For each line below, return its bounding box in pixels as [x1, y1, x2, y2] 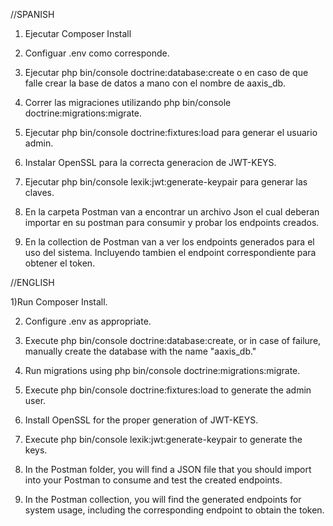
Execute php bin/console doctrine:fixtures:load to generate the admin [24, 384, 312, 396]
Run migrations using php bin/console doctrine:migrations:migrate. [24, 365, 301, 376]
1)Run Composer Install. [10, 296, 108, 308]
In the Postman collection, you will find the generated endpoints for [24, 494, 302, 505]
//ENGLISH [10, 277, 55, 288]
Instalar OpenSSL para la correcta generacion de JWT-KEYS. [24, 157, 277, 168]
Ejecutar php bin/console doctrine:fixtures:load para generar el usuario [24, 127, 318, 138]
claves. [24, 187, 55, 198]
